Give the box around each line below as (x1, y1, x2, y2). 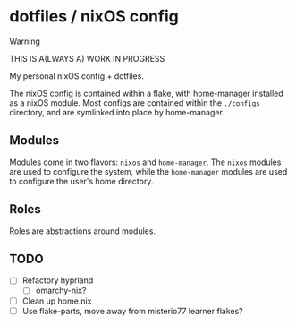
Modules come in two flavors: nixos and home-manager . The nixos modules (9, 157, 282, 167)
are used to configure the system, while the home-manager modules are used (9, 166, 288, 176)
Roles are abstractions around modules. (9, 226, 156, 236)
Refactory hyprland (21, 275, 94, 286)
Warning (9, 36, 40, 47)
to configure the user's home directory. (9, 175, 154, 186)
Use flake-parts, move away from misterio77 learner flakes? (21, 305, 243, 316)
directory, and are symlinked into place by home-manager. (9, 107, 225, 117)
